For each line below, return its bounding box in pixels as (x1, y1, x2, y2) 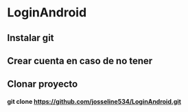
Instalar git (7, 32, 54, 44)
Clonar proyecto (7, 79, 78, 90)
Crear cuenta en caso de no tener (7, 55, 153, 66)
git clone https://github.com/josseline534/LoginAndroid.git (7, 97, 182, 105)
